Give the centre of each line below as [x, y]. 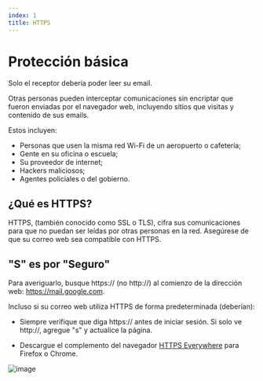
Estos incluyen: [33, 130]
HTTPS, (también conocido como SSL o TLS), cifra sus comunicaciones [124, 223]
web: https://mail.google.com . [57, 291]
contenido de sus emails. [48, 115]
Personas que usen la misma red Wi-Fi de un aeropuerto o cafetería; [130, 145]
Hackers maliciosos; [52, 170]
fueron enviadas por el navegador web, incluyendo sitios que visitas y [121, 107]
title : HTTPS [29, 23]
